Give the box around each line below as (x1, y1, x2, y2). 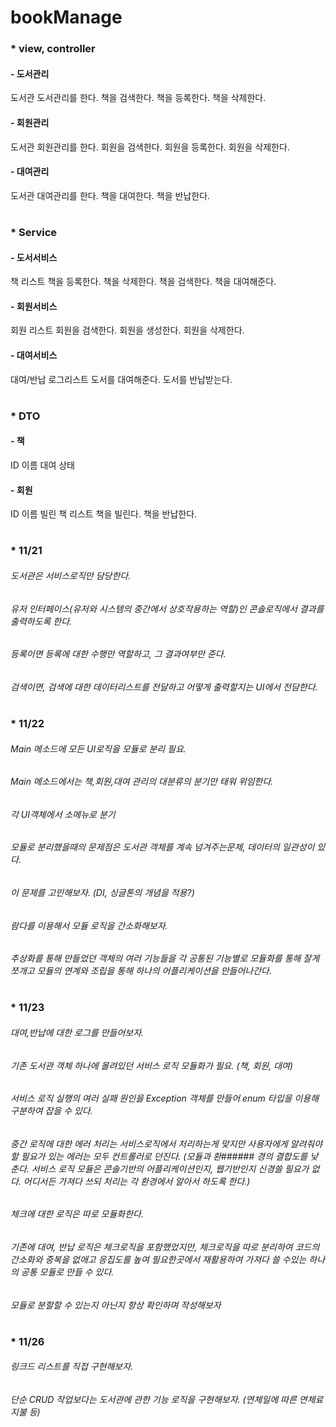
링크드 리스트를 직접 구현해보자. (10, 1361, 134, 1373)
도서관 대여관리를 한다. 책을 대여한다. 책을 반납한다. (10, 189, 211, 201)
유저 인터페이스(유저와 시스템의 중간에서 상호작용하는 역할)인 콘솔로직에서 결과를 (10, 602, 325, 615)
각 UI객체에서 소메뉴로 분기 (10, 808, 116, 820)
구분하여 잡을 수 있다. (10, 1105, 93, 1117)
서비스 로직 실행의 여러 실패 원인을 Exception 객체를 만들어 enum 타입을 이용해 (10, 1092, 320, 1105)
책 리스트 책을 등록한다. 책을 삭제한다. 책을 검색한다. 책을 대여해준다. (10, 276, 277, 288)
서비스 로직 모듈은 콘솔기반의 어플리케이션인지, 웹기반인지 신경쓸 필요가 (31, 1162, 310, 1175)
